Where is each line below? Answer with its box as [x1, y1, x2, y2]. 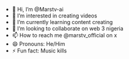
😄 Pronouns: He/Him [12, 40, 65, 48]
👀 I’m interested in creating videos [12, 12, 98, 19]
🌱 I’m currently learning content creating [12, 19, 113, 25]
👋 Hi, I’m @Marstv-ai [12, 6, 64, 13]
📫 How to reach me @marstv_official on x [12, 32, 117, 39]
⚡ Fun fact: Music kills [12, 47, 67, 54]
